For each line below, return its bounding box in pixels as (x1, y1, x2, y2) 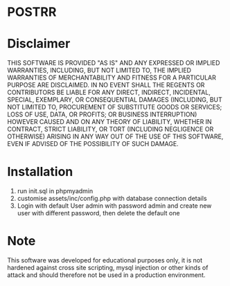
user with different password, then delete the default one (17, 209, 180, 217)
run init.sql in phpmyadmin (17, 187, 94, 195)
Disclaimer (7, 36, 71, 52)
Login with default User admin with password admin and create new (17, 202, 212, 210)
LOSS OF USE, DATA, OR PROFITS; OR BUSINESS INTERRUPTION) (7, 110, 197, 118)
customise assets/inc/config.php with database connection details (17, 195, 207, 203)
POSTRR (7, 4, 57, 20)
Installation (7, 164, 73, 180)
